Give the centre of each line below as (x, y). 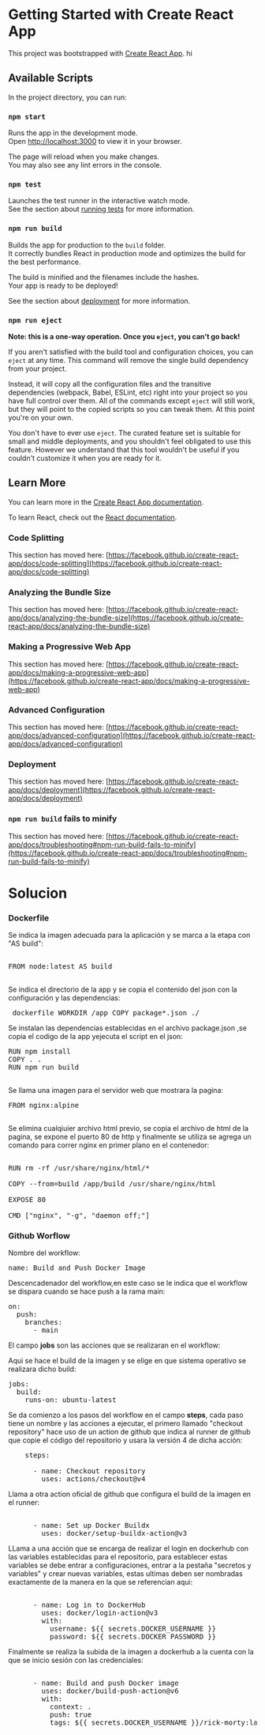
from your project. (37, 369)
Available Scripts (50, 78)
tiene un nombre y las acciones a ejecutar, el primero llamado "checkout (125, 1423)
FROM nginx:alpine (44, 1106)
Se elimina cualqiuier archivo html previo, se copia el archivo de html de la (129, 1128)
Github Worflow (39, 1235)
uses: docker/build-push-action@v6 (110, 1691)
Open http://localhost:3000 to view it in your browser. (95, 142)
